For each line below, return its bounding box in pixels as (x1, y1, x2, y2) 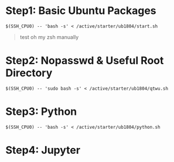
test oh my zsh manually (19, 33, 79, 40)
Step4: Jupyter (5, 144, 80, 157)
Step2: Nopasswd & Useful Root (5, 54, 164, 68)
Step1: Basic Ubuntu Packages (5, 4, 156, 17)
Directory (5, 66, 53, 80)
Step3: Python (5, 105, 77, 118)
